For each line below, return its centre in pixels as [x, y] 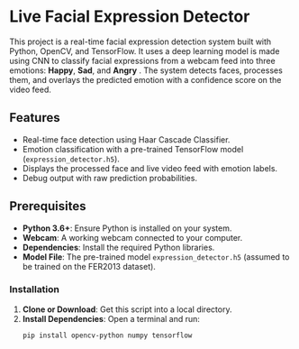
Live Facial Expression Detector [130, 17]
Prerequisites [48, 206]
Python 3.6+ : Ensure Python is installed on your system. [127, 228]
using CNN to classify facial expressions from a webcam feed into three [143, 60]
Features [35, 118]
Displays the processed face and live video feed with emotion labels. [149, 168]
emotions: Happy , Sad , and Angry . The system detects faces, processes [146, 70]
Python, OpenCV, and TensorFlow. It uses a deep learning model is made [145, 51]
